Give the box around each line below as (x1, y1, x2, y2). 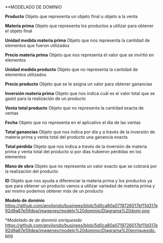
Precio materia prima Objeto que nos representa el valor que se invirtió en (5, 52, 154, 58)
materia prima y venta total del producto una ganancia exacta (5, 134, 128, 140)
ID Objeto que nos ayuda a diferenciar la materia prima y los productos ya (5, 178, 152, 183)
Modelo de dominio (5, 197, 45, 203)
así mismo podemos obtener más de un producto (5, 188, 103, 194)
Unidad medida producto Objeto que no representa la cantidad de (5, 66, 138, 72)
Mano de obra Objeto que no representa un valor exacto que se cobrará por (5, 163, 157, 169)
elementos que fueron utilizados (5, 43, 69, 48)
